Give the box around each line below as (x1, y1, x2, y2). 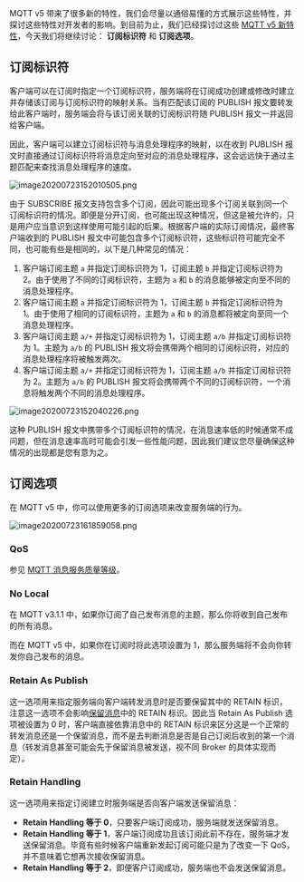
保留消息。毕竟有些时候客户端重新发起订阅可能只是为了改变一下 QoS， (30, 839, 295, 850)
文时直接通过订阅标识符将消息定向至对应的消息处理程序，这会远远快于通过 (9, 150, 287, 160)
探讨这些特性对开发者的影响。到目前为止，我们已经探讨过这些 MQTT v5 (9, 19, 277, 30)
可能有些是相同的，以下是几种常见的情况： (33, 243, 192, 254)
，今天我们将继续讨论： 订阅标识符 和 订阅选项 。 (17, 31, 199, 41)
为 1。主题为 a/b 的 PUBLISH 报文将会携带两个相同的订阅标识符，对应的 (22, 342, 290, 353)
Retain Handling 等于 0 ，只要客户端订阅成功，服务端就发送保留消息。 (22, 817, 283, 828)
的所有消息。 (9, 620, 57, 632)
